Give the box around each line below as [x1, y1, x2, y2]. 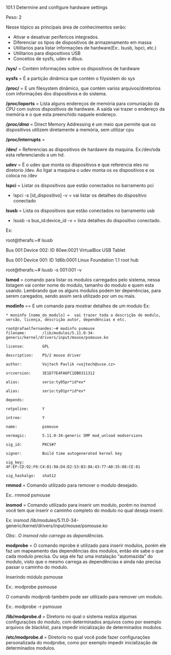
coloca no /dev [6, 173, 38, 178]
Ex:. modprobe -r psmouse [6, 604, 63, 610]
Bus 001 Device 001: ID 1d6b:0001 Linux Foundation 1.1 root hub [6, 257, 139, 263]
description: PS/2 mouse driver [6, 353, 81, 358]
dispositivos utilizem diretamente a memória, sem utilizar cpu [6, 127, 134, 133]
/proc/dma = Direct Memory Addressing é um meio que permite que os [6, 121, 156, 127]
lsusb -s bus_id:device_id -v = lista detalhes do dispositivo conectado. [13, 218, 161, 223]
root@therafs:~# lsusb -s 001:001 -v [6, 267, 82, 273]
